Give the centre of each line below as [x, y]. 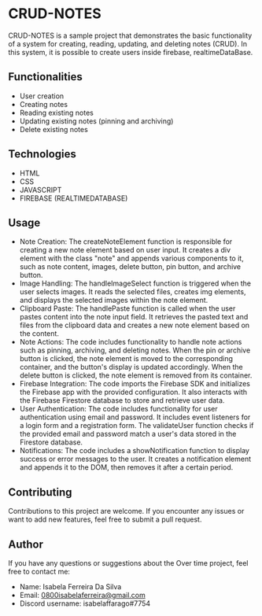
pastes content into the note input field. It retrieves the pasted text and [134, 317]
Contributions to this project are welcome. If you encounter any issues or [126, 511]
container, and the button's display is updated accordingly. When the [131, 367]
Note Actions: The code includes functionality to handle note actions [131, 342]
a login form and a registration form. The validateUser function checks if [137, 426]
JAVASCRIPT [41, 190]
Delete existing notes [54, 129]
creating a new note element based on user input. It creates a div [125, 250]
